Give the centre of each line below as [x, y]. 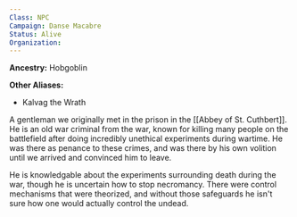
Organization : [36, 42]
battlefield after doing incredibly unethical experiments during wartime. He [146, 138]
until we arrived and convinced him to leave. [91, 158]
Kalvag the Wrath [54, 103]
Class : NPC [29, 17]
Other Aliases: [37, 85]
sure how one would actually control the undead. [99, 204]
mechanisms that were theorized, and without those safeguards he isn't [141, 194]
